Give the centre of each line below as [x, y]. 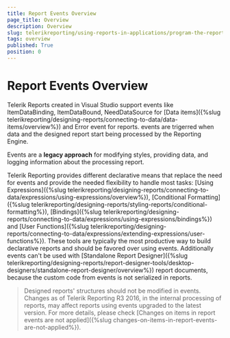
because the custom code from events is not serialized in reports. [100, 277]
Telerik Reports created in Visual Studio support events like [90, 104]
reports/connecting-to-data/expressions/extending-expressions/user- [106, 234]
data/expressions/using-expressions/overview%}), [79, 197]
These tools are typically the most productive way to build [129, 240]
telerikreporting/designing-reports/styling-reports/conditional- [119, 204]
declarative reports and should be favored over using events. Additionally [111, 248]
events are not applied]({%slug [67, 319]
